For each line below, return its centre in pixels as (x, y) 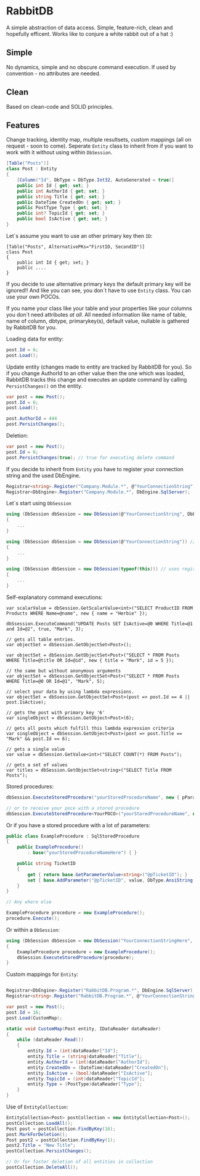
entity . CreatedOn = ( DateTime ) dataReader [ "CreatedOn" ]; (98, 1067)
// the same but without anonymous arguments (63, 671)
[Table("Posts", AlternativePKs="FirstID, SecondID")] (76, 247)
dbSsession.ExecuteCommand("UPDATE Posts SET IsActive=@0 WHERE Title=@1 (100, 624)
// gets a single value (36, 749)
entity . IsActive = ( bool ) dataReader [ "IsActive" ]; (90, 1073)
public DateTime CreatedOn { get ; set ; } (69, 202)
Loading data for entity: (35, 339)
